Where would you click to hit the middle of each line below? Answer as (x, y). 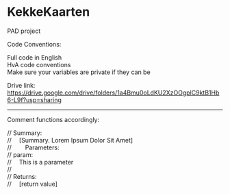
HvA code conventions (39, 64)
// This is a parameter (40, 162)
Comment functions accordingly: (53, 119)
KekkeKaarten (49, 12)
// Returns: (22, 176)
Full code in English (35, 57)
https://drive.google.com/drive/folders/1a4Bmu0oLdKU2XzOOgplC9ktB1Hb (113, 93)
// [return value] (33, 184)
